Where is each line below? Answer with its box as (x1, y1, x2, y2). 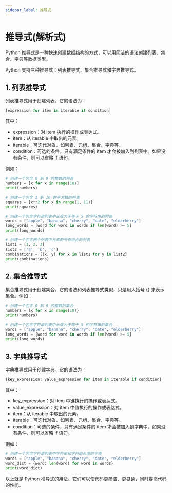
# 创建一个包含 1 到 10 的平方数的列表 (5, 195, 80, 200)
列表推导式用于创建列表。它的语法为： (5, 98, 86, 104)
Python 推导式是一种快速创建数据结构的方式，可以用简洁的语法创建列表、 (5, 49, 161, 56)
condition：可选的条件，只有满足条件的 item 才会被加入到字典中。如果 (12, 424, 162, 430)
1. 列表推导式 (5, 83, 46, 92)
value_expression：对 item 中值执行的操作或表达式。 (12, 404, 124, 410)
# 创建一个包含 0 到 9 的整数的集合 (5, 303, 73, 309)
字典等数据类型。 (14, 56, 50, 62)
